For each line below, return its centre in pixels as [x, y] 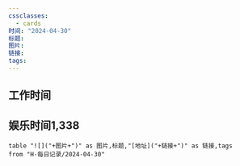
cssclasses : [28, 16]
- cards [29, 23]
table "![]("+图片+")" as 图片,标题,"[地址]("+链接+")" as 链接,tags [120, 146]
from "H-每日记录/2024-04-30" [57, 155]
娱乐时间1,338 [44, 125]
